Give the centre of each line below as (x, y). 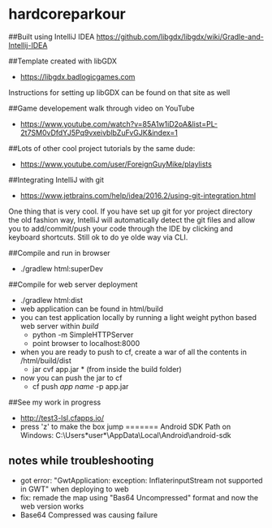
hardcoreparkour (67, 14)
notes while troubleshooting (81, 461)
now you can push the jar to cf (71, 378)
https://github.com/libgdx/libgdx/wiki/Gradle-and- (180, 37)
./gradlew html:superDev (62, 268)
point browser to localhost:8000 (86, 343)
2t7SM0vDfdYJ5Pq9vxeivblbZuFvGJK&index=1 (99, 132)
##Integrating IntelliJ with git (56, 180)
